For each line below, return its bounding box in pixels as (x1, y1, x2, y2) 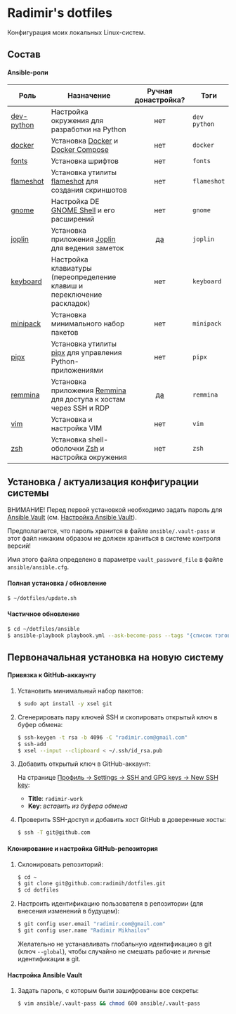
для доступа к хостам (51, 394, 126, 404)
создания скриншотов (51, 185, 128, 195)
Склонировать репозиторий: (17, 860, 104, 868)
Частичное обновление (7, 610, 80, 618)
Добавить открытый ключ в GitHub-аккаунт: (17, 759, 151, 768)
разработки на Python (51, 124, 126, 134)
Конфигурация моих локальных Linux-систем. (7, 28, 146, 37)
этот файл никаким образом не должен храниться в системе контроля (7, 534, 221, 543)
